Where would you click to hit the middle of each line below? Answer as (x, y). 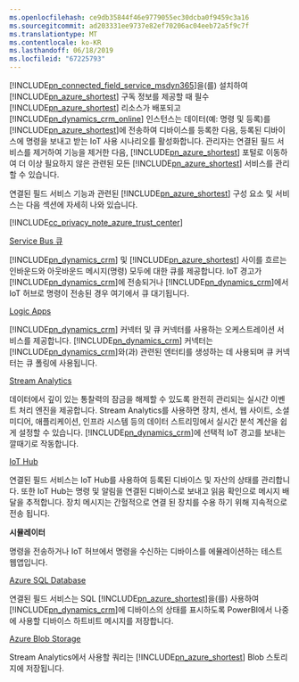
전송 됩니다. (30, 513)
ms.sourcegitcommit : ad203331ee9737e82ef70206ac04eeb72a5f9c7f (129, 26)
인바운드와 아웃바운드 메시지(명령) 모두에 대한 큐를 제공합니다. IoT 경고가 (136, 271)
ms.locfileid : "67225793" (57, 59)
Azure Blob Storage (45, 639)
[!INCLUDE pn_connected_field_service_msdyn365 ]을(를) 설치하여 (129, 85)
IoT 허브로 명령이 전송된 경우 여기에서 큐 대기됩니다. (100, 293)
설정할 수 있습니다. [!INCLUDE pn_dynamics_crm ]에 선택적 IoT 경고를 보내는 (152, 432)
